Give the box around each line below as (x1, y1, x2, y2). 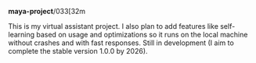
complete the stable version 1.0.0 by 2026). (8, 47, 148, 55)
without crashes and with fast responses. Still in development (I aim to (8, 38, 235, 47)
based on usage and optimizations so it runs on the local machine (36, 30, 248, 39)
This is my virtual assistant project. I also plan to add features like (8, 22, 219, 30)
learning (8, 30, 35, 39)
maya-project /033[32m (8, 7, 86, 16)
